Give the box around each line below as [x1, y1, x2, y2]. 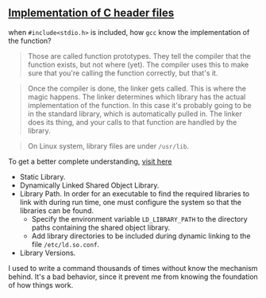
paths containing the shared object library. [31, 223, 171, 232]
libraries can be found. [19, 206, 94, 215]
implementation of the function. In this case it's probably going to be [27, 100, 252, 110]
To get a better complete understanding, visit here [8, 157, 172, 166]
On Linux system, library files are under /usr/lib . [27, 141, 189, 150]
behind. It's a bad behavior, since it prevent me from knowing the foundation [8, 272, 258, 281]
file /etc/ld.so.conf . [31, 239, 100, 249]
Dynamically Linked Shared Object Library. [19, 180, 160, 190]
